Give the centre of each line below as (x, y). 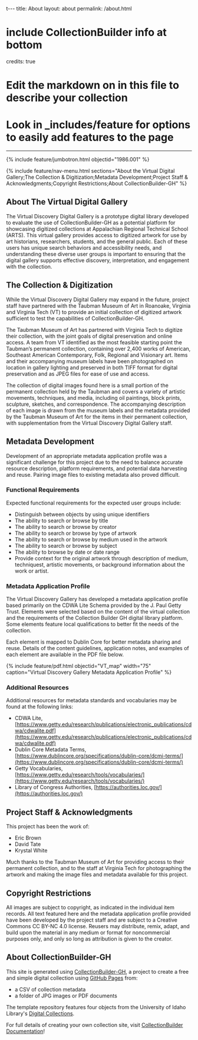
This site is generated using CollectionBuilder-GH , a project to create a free (98, 971)
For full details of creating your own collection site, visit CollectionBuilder (95, 1025)
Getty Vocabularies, (39, 768)
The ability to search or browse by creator (65, 527)
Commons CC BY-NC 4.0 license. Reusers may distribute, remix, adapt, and (98, 926)
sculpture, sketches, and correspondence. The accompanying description (96, 404)
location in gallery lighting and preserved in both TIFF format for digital (92, 367)
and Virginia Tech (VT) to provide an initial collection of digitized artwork (94, 312)
